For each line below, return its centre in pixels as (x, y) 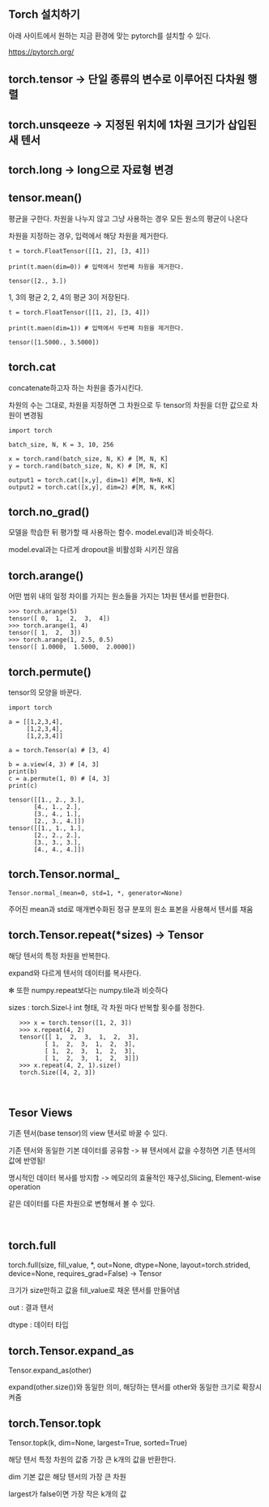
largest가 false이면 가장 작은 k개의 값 (68, 1493)
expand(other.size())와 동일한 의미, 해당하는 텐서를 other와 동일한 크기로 (124, 1387)
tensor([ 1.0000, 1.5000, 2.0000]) (72, 647)
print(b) (23, 772)
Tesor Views (41, 1113)
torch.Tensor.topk (55, 1423)
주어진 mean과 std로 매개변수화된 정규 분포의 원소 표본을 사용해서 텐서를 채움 (131, 909)
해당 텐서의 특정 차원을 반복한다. (60, 956)
